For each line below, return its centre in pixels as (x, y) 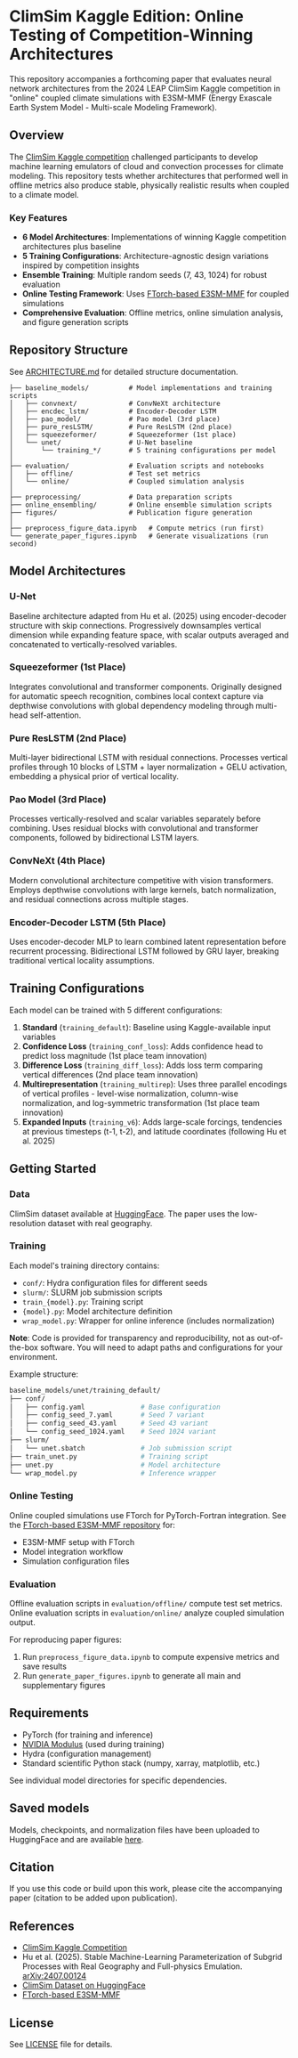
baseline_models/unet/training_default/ (85, 1390)
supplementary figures (64, 1686)
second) (24, 544)
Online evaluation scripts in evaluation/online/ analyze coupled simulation (147, 1613)
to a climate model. (44, 194)
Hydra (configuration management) (87, 1753)
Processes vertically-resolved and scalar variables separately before (135, 819)
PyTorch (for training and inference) (88, 1735)
